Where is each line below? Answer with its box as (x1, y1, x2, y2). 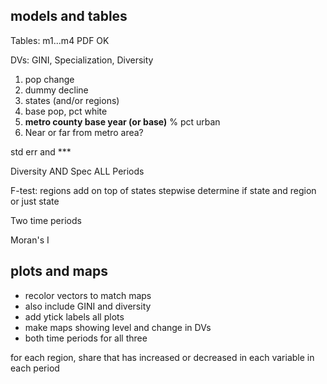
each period (10, 362, 60, 374)
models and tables (10, 8, 128, 25)
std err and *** (10, 145, 72, 158)
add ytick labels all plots (24, 310, 125, 323)
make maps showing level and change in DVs (24, 321, 212, 333)
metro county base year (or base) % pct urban (24, 115, 221, 128)
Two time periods (10, 214, 82, 226)
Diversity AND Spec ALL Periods (10, 165, 145, 177)
